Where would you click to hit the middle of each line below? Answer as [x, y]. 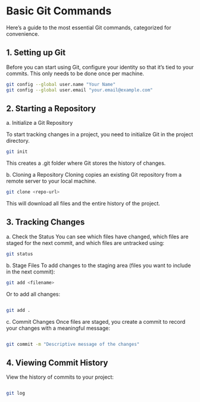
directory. [18, 141]
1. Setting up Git [36, 53]
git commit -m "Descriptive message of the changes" [73, 344]
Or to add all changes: [33, 294]
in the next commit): [31, 271]
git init [17, 152]
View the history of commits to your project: [60, 377]
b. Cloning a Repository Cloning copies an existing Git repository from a [94, 175]
